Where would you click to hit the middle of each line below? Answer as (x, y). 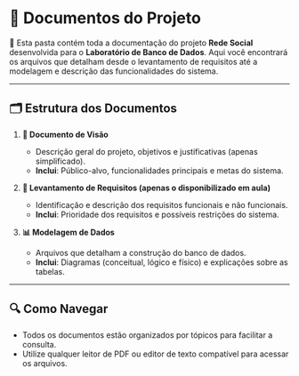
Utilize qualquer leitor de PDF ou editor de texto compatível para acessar (155, 354)
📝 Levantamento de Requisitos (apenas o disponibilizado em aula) (146, 188)
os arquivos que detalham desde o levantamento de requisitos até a (133, 61)
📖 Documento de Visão (65, 134)
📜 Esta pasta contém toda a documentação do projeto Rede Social (131, 43)
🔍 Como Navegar (59, 309)
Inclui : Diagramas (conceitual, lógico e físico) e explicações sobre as (162, 262)
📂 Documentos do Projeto (105, 18)
